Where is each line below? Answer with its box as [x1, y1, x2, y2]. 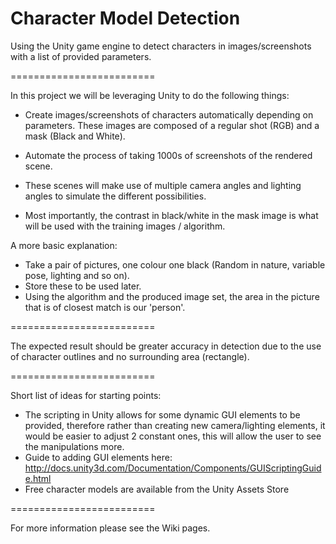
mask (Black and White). [24, 130, 126, 142]
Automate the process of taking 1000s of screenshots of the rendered [24, 149, 313, 161]
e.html [24, 472, 52, 484]
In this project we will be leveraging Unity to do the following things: [10, 89, 290, 101]
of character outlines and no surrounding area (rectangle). [10, 350, 250, 362]
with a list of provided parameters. [10, 50, 152, 62]
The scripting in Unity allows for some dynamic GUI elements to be [24, 408, 301, 421]
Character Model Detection [10, 7, 241, 30]
